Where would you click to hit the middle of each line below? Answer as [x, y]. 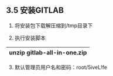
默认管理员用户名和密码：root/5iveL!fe [61, 67]
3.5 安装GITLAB [35, 10]
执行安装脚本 [30, 38]
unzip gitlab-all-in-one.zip [48, 52]
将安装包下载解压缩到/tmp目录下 [54, 26]
